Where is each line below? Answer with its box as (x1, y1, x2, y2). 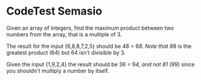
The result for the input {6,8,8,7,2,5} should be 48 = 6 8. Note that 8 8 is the (6, 42, 192, 50)
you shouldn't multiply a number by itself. (6, 67, 110, 74)
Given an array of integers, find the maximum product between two (6, 24, 174, 32)
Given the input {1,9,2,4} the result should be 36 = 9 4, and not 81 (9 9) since (6, 61, 195, 68)
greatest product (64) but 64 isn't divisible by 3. (6, 48, 126, 56)
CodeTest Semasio (6, 4, 103, 18)
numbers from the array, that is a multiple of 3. (6, 30, 122, 38)
